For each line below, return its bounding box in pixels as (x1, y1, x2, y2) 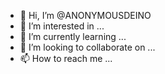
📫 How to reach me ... (19, 53, 113, 64)
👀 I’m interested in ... (19, 20, 105, 32)
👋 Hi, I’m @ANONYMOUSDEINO (19, 10, 152, 21)
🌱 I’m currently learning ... (19, 31, 127, 42)
